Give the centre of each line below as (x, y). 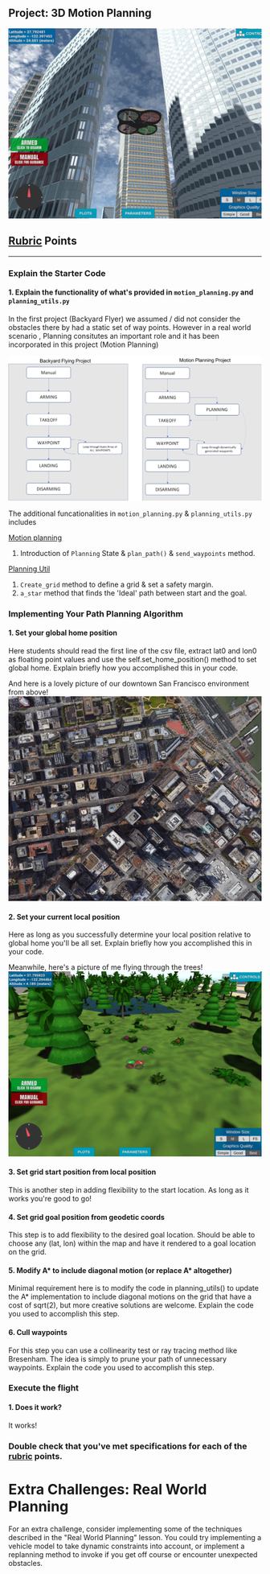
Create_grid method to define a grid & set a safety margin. (117, 584)
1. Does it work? (35, 1407)
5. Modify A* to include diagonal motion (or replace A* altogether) (120, 1270)
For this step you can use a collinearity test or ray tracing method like (123, 1350)
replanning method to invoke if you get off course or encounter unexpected (133, 1554)
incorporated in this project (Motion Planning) (84, 344)
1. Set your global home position (63, 633)
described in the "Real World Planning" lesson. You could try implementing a (135, 1537)
